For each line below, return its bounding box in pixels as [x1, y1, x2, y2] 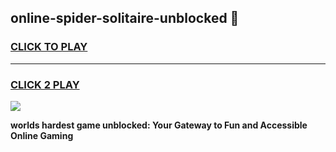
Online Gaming [10, 129, 74, 141]
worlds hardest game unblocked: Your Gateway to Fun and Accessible [10, 119, 308, 131]
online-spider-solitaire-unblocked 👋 [10, 10, 240, 27]
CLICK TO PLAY [10, 40, 88, 54]
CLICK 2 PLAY [10, 77, 80, 91]
